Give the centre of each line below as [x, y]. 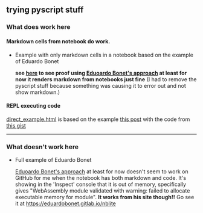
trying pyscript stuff [45, 10]
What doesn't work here [42, 147]
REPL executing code [33, 106]
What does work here [38, 27]
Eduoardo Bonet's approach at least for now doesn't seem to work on [101, 171]
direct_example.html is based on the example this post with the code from [98, 119]
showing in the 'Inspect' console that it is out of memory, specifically [100, 184]
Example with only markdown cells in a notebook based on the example [104, 55]
